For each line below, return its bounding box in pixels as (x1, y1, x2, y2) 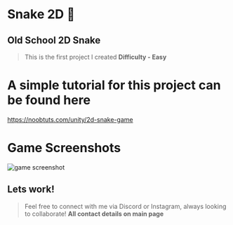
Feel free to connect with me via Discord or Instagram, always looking (24, 202, 227, 210)
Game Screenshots (7, 140, 121, 156)
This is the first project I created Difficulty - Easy (24, 53, 167, 61)
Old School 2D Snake (7, 34, 101, 46)
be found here (7, 93, 91, 108)
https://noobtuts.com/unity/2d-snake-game (7, 115, 133, 123)
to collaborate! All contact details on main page (24, 210, 164, 218)
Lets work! (7, 184, 55, 196)
